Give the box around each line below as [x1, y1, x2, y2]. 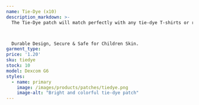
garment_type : [6, 46, 41, 52]
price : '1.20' [6, 51, 41, 58]
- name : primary [11, 79, 52, 85]
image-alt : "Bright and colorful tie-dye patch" [17, 90, 139, 96]
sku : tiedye [6, 57, 36, 63]
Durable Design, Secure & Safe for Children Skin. [11, 41, 139, 47]
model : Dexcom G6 [6, 68, 49, 74]
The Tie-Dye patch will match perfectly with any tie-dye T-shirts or [11, 19, 190, 25]
